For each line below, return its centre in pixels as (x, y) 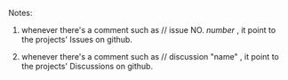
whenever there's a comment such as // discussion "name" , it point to (150, 56)
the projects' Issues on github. (76, 40)
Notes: (20, 13)
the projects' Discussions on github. (87, 66)
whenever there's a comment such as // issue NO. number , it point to (148, 30)
